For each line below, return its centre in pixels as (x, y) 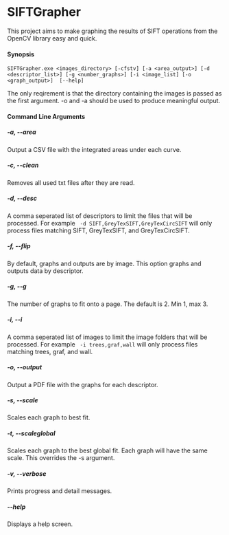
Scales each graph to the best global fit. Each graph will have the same (107, 450)
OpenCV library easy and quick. (52, 38)
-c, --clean (23, 165)
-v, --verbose (27, 474)
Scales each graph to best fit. (49, 417)
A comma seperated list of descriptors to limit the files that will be (100, 216)
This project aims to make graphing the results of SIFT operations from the (112, 31)
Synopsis (21, 54)
